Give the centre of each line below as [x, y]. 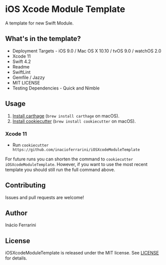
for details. [16, 258]
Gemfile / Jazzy [28, 77]
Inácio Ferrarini [21, 225]
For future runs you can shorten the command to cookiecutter [69, 159]
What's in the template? [43, 39]
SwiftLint [21, 72]
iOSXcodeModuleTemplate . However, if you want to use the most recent [77, 164]
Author [16, 213]
